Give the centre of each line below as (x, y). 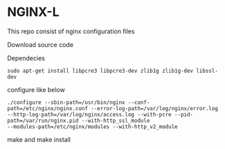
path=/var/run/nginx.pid (43, 121)
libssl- (207, 71)
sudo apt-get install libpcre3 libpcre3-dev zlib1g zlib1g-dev (100, 71)
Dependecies (26, 58)
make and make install (39, 139)
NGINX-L (34, 12)
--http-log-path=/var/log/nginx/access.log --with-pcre (89, 114)
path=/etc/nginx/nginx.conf (48, 108)
